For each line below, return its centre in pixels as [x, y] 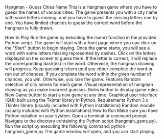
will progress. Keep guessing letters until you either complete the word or [79, 69]
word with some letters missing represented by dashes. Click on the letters [81, 53]
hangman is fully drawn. [29, 28]
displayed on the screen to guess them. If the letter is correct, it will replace [81, 58]
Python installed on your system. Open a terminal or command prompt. [77, 116]
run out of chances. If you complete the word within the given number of [78, 74]
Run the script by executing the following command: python [65, 126]
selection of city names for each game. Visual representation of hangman [79, 84]
